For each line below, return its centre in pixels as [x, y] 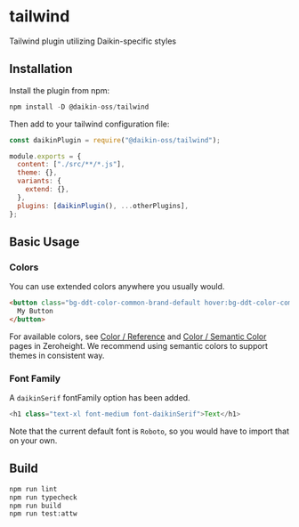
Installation [41, 69]
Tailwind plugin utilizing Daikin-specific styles [93, 41]
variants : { [40, 181]
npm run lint [33, 489]
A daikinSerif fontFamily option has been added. [100, 398]
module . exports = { [45, 156]
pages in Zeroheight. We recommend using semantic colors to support [139, 345]
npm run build [36, 506]
